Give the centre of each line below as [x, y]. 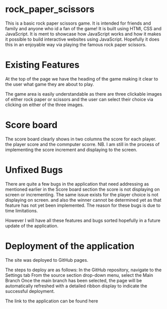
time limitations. [22, 210]
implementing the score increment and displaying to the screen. [71, 149]
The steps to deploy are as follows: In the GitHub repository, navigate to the [83, 270]
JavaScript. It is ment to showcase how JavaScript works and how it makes [83, 34]
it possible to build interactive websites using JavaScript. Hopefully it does [82, 39]
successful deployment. [30, 291]
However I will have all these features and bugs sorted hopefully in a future [83, 220]
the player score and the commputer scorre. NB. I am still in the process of [82, 144]
